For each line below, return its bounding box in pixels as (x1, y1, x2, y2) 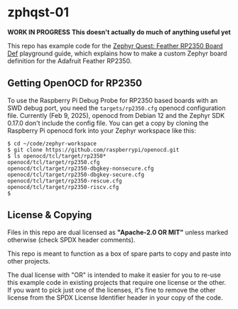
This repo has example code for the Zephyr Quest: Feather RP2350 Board (7, 41, 223, 50)
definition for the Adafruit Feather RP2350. (7, 56, 132, 65)
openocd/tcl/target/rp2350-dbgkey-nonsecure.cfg (7, 165, 154, 172)
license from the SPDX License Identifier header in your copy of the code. (7, 293, 224, 302)
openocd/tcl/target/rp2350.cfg (7, 158, 100, 166)
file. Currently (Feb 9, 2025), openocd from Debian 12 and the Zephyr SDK (7, 111, 225, 119)
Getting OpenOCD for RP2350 (7, 77, 143, 90)
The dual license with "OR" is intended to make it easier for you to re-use (7, 271, 222, 279)
